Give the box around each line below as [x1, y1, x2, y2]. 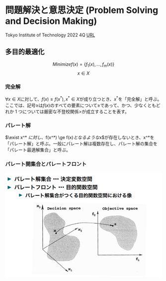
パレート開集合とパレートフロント [5, 160, 87, 167]
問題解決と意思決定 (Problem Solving [5, 4, 159, 16]
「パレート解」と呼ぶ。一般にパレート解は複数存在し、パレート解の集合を [5, 140, 158, 146]
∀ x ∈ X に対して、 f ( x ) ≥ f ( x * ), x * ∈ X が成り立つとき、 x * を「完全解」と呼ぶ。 [5, 95, 162, 102]
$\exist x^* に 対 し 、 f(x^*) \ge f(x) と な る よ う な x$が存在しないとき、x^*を [5, 134, 155, 140]
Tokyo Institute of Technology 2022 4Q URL [5, 32, 95, 38]
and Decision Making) [5, 15, 97, 27]
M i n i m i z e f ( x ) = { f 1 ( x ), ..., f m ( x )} [52, 61, 115, 68]
